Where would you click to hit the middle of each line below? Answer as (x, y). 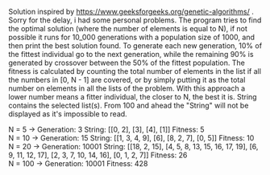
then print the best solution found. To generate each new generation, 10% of (135, 46)
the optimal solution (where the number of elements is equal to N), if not (128, 28)
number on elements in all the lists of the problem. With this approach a (127, 88)
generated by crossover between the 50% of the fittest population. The (127, 63)
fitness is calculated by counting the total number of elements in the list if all (135, 71)
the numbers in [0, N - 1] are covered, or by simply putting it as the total (127, 80)
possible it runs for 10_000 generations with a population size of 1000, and (132, 37)
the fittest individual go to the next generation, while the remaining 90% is (131, 54)
